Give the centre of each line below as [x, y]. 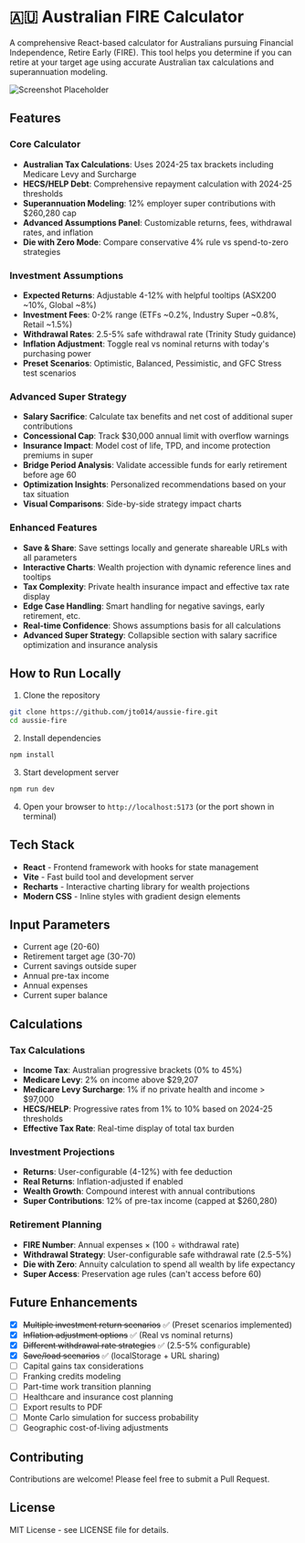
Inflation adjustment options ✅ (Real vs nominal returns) [128, 1335]
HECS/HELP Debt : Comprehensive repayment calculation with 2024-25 [157, 184]
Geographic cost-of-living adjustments [95, 1428]
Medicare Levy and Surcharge [79, 174]
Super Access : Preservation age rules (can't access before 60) [142, 1273]
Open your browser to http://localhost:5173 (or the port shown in [148, 806]
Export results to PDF [63, 1407]
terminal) [40, 816]
